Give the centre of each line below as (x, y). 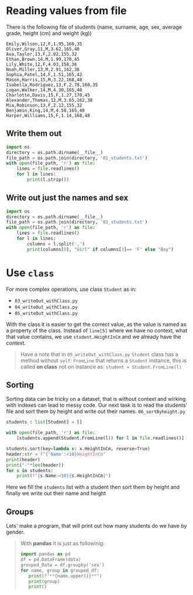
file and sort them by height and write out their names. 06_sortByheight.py (96, 411)
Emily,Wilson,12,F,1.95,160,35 (44, 44)
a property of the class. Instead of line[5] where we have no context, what (97, 330)
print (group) (44, 581)
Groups (20, 512)
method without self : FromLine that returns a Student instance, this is (104, 360)
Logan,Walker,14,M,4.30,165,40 (44, 90)
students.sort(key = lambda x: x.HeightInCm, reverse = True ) (78, 449)
